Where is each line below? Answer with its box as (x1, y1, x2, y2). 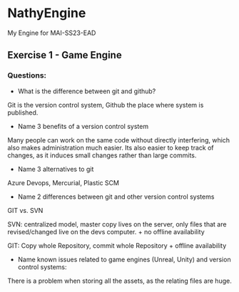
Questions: (7, 71, 47, 80)
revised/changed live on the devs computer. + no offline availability (7, 227, 205, 236)
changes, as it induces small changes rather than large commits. (7, 151, 197, 160)
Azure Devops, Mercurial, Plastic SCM (7, 178, 120, 187)
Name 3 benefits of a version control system (17, 122, 148, 130)
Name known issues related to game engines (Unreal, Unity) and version (17, 255, 231, 264)
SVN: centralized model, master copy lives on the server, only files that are (7, 219, 227, 229)
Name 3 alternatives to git (17, 165, 94, 173)
